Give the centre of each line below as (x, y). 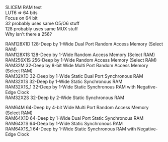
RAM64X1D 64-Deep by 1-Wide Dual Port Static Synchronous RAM (74, 118)
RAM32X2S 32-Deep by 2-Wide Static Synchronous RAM (65, 98)
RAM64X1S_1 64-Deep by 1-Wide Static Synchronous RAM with (71, 129)
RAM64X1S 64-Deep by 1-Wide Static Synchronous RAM (64, 124)
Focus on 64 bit (21, 18)
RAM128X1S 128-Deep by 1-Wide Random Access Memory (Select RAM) (80, 55)
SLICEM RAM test (23, 7)
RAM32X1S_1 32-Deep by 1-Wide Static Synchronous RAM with (70, 87)
